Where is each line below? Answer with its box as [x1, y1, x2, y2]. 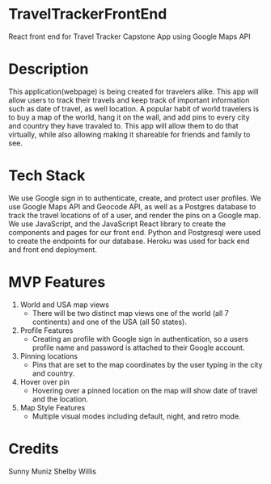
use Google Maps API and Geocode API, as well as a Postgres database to [8, 201, 256, 211]
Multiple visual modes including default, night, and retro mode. [32, 411, 241, 421]
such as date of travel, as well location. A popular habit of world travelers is [8, 103, 260, 113]
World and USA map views [19, 300, 109, 309]
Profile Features [19, 325, 74, 335]
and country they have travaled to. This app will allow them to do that [8, 120, 239, 130]
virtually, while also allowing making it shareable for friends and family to [8, 129, 251, 139]
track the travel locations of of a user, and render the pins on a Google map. [8, 210, 261, 220]
